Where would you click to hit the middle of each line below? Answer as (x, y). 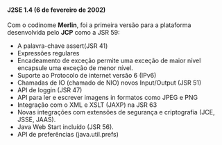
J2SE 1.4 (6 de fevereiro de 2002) (57, 10)
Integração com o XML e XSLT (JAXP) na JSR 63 (87, 105)
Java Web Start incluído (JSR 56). (66, 127)
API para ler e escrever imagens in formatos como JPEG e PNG (108, 98)
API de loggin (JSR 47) (50, 90)
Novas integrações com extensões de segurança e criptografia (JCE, (116, 112)
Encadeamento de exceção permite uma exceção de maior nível (109, 61)
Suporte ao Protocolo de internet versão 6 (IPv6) (87, 76)
